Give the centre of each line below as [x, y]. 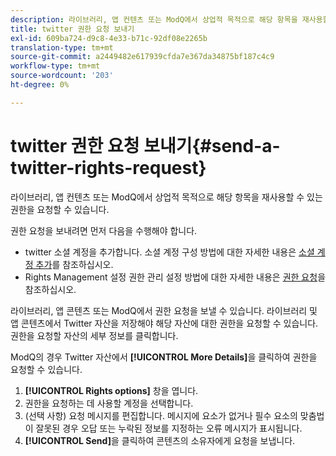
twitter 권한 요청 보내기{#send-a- [145, 145]
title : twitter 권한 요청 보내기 [72, 29]
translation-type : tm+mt [62, 47]
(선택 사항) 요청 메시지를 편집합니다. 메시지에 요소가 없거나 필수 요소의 [161, 415]
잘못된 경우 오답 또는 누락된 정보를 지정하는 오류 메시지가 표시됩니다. [169, 428]
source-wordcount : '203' [62, 76]
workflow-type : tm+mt [55, 66]
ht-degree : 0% [40, 85]
